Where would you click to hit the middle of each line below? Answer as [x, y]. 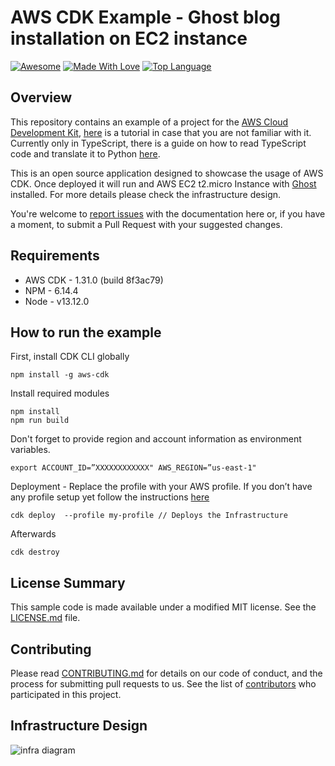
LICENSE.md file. [45, 618]
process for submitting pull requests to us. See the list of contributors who [163, 684]
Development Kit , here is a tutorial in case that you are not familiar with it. [161, 132]
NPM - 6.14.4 [51, 290]
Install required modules [60, 393]
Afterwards [33, 534]
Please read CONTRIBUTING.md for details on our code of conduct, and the [166, 673]
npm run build [40, 421]
